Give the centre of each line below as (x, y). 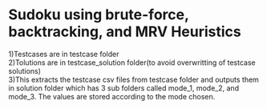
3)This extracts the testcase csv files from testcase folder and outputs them (133, 79)
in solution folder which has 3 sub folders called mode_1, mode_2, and (123, 88)
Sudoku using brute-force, (99, 15)
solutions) (25, 71)
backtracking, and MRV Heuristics (125, 32)
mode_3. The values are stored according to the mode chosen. (112, 96)
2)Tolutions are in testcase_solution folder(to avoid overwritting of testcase (132, 63)
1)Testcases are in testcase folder (64, 54)
